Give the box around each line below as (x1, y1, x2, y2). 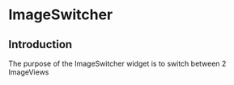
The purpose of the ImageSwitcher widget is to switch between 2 (8, 59, 227, 68)
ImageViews (8, 67, 49, 77)
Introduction (8, 38, 73, 51)
